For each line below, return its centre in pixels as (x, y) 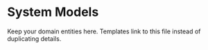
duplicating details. (34, 38)
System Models (53, 12)
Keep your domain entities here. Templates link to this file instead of (104, 31)
